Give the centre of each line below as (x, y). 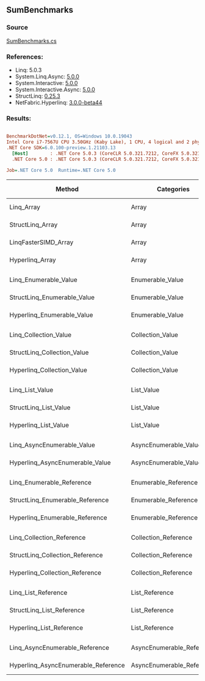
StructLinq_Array (34, 225)
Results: (19, 118)
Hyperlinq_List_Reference (46, 628)
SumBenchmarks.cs (31, 41)
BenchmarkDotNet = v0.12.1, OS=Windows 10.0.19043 (69, 136)
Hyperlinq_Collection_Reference (56, 573)
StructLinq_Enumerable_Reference (59, 500)
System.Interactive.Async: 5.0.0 (55, 89)
